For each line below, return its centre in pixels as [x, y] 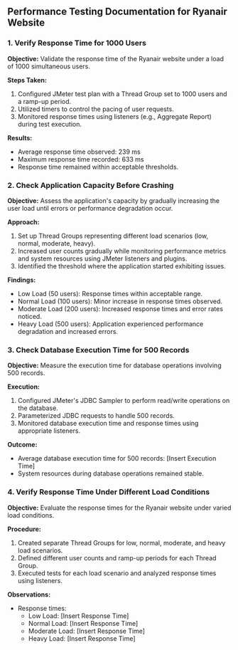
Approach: [23, 222]
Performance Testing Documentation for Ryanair [117, 12]
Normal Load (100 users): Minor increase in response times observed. [120, 301]
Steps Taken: [27, 80]
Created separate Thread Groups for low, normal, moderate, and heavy [121, 542]
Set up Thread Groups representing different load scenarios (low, [113, 236]
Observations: [29, 594]
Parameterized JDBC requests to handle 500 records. [96, 416]
